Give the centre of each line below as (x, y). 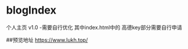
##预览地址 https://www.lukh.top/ (47, 40)
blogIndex (31, 10)
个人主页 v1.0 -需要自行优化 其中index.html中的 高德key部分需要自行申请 (94, 27)
